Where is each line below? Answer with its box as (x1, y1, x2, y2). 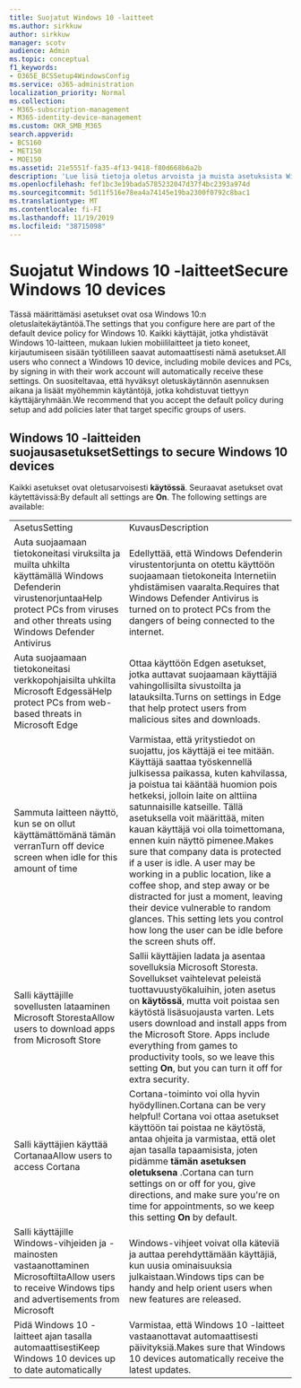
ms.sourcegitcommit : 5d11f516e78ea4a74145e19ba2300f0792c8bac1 (9, 188, 251, 197)
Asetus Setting (13, 521, 73, 534)
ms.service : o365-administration (9, 80, 134, 89)
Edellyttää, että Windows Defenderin (128, 547, 283, 560)
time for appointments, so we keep (128, 1200, 275, 1212)
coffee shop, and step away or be (128, 879, 271, 892)
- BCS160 (9, 138, 42, 147)
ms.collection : (9, 96, 66, 106)
